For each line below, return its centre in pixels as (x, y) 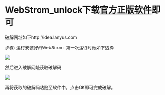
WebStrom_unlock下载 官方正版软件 (78, 10)
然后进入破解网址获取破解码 (33, 67)
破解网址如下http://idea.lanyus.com (41, 37)
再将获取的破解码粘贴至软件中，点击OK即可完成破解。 (60, 87)
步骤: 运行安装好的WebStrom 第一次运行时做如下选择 (59, 47)
